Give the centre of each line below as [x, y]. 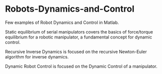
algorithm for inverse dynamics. [37, 56]
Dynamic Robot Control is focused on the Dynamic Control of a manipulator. [81, 66]
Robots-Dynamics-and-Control [70, 9]
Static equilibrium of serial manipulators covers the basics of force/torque [79, 32]
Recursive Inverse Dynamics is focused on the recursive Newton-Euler [76, 52]
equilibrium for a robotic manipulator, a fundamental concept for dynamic [79, 37]
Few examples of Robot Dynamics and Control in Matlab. [62, 22]
